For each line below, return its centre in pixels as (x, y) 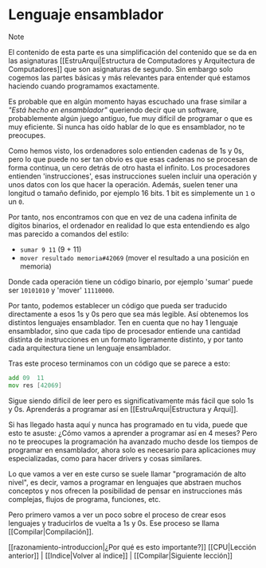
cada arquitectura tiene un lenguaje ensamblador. (90, 347)
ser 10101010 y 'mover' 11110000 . (61, 290)
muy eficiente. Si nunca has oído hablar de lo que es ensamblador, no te (127, 127)
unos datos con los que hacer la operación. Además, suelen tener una (123, 184)
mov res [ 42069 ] (35, 385)
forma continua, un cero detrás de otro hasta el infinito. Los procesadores (129, 167)
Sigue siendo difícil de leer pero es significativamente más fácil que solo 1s (131, 401)
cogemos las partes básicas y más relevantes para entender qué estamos (129, 77)
